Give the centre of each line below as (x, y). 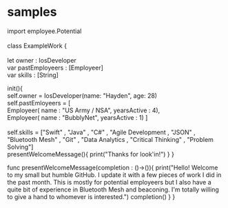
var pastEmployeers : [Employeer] (55, 67)
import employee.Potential (44, 31)
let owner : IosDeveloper (42, 60)
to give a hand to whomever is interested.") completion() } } (91, 196)
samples (32, 12)
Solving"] (20, 147)
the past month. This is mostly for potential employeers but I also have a (109, 182)
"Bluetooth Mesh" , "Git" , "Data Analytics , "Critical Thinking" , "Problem (110, 139)
